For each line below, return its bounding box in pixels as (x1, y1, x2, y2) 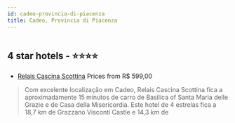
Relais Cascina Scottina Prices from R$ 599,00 (17, 72, 153, 81)
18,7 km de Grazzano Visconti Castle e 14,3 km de (24, 108, 169, 117)
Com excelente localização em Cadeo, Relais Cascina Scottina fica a (24, 86, 223, 94)
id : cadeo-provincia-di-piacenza (7, 10, 105, 18)
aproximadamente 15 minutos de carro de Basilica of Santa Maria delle (24, 93, 229, 102)
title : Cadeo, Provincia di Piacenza (7, 17, 118, 24)
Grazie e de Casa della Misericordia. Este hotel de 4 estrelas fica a (24, 101, 217, 109)
